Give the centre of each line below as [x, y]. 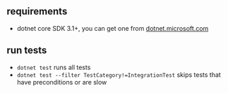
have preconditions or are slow [62, 82]
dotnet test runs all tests [54, 67]
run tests [27, 51]
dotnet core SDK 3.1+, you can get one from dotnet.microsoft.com [113, 28]
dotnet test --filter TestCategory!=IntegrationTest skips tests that [119, 74]
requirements [37, 12]
